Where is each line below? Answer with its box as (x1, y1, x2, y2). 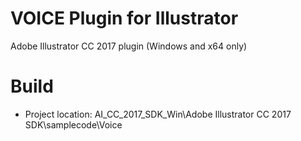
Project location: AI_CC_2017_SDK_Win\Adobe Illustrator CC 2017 (24, 108, 292, 120)
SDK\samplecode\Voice (24, 118, 123, 131)
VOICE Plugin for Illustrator (10, 7, 239, 30)
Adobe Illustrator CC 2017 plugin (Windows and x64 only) (10, 40, 248, 52)
